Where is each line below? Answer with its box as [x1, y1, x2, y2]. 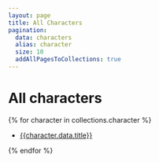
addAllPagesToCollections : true [15, 56, 122, 64]
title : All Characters [8, 19, 83, 27]
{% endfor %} [8, 145, 54, 155]
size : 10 [15, 48, 44, 56]
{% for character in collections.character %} [8, 115, 152, 124]
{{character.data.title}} [19, 131, 93, 140]
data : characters [15, 33, 72, 42]
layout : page [8, 11, 51, 20]
